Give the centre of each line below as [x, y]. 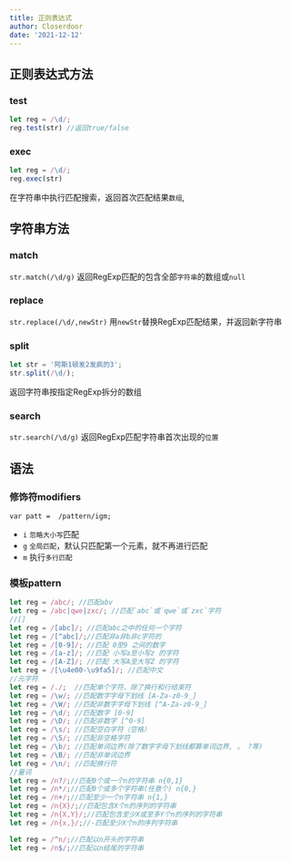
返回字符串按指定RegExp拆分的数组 [76, 391]
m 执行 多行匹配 [47, 556]
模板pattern [35, 583]
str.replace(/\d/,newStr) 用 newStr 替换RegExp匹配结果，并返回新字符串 [145, 321]
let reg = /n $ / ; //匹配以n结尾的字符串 [76, 848]
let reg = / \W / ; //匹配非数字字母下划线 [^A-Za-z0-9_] [109, 704]
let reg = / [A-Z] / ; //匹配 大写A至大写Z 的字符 [94, 662]
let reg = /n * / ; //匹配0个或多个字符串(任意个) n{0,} [103, 789]
